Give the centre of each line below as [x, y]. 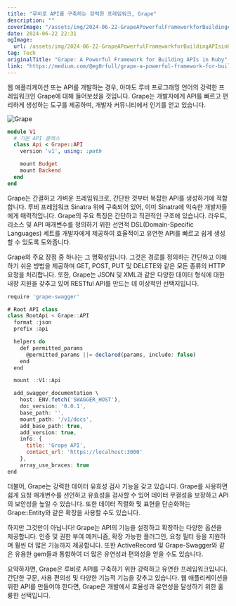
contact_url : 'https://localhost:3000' [84, 452]
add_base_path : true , [51, 426]
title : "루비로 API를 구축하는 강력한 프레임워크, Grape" [82, 14]
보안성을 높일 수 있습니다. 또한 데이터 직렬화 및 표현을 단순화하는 [103, 503]
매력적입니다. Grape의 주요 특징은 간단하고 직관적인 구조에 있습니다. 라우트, [124, 215]
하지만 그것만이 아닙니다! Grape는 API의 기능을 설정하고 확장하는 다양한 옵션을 [115, 527]
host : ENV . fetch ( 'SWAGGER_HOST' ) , [70, 400]
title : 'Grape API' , [56, 446]
